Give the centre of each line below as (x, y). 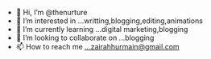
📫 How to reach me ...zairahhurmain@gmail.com (97, 47)
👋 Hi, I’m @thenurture (52, 12)
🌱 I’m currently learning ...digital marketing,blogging (102, 29)
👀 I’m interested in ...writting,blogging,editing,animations (110, 21)
